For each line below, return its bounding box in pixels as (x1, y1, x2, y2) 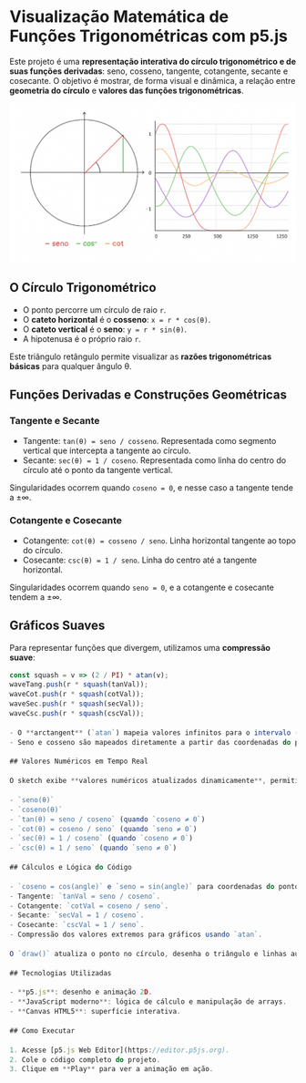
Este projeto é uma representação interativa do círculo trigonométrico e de (9, 56, 297, 67)
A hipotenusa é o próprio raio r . (22, 333, 141, 344)
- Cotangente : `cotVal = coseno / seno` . (9, 901, 169, 911)
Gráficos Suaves (9, 618, 106, 634)
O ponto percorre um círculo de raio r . (22, 304, 167, 315)
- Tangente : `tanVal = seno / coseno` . (9, 892, 161, 901)
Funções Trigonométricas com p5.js (9, 26, 289, 46)
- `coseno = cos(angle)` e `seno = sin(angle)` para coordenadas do (9, 882, 275, 891)
